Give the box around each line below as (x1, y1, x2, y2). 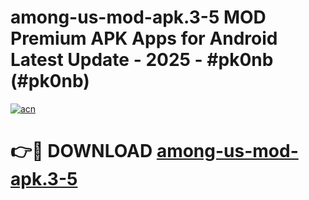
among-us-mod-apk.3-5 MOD (10, 6, 267, 29)
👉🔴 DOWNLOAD (10, 140, 153, 163)
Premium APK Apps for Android (10, 27, 278, 50)
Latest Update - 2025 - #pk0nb (10, 49, 274, 71)
